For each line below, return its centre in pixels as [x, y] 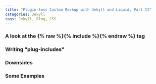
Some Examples [25, 76]
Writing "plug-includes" [35, 49]
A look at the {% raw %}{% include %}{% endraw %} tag [75, 36]
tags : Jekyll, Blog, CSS [31, 19]
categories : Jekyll [25, 14]
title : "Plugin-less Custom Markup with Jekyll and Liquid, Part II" [78, 10]
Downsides [19, 63]
